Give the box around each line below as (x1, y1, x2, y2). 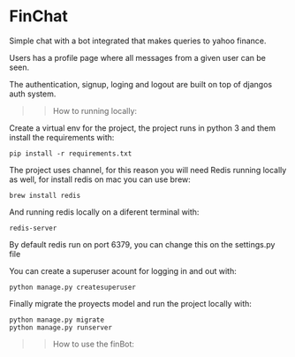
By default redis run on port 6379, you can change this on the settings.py (9, 239, 276, 249)
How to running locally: (52, 105, 138, 116)
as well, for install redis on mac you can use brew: (9, 174, 192, 185)
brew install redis (9, 191, 81, 200)
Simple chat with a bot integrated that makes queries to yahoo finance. (9, 35, 267, 46)
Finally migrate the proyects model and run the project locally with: (9, 298, 252, 308)
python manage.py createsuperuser (9, 283, 137, 292)
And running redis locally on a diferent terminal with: (9, 206, 200, 217)
